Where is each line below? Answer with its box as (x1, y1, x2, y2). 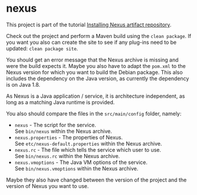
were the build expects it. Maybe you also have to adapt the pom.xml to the (6, 62, 186, 69)
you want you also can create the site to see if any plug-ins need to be (6, 39, 177, 46)
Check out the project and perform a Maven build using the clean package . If (6, 32, 192, 39)
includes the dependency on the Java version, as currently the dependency (6, 75, 189, 82)
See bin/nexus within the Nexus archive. (14, 128, 112, 135)
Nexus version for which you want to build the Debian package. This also (6, 69, 183, 76)
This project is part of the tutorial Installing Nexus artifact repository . (6, 21, 172, 28)
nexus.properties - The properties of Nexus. (14, 134, 123, 141)
